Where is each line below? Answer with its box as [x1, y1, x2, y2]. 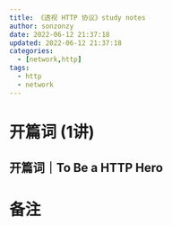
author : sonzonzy [9, 22, 74, 31]
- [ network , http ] [17, 55, 82, 64]
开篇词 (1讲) [9, 122, 95, 142]
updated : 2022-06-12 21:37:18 [9, 38, 123, 48]
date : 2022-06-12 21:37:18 [9, 30, 110, 39]
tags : [9, 64, 30, 73]
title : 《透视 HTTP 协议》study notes [9, 13, 146, 23]
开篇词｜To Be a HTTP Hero [9, 160, 164, 176]
